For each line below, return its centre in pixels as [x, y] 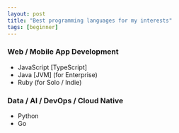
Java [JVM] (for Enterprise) [57, 74]
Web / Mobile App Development [63, 52]
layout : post [27, 14]
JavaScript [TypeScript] [52, 67]
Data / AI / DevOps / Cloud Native [65, 100]
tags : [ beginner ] [33, 27]
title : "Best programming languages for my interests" [90, 21]
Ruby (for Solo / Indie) [50, 82]
